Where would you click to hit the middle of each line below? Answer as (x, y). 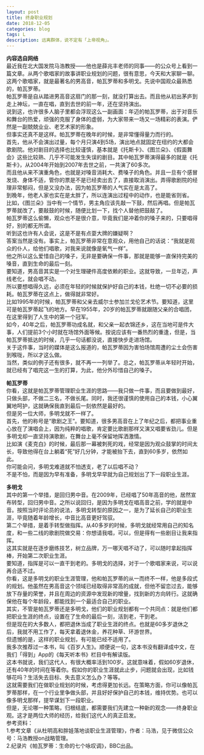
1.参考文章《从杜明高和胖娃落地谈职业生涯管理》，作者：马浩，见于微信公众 (100, 730)
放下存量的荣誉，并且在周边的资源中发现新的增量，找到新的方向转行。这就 (99, 593)
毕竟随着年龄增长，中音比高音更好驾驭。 (67, 517)
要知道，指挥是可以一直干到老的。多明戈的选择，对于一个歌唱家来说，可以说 (102, 563)
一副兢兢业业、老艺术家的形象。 (57, 127)
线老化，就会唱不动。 (33, 279)
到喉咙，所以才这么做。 (36, 355)
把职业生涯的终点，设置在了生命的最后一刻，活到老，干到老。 (83, 616)
